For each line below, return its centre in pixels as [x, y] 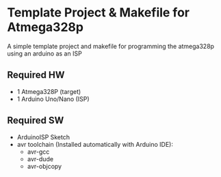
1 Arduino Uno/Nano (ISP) [53, 99]
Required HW [36, 75]
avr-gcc [38, 152]
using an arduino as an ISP [44, 54]
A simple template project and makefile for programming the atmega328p [110, 46]
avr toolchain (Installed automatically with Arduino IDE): [95, 144]
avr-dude [40, 158]
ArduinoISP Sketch [43, 137]
